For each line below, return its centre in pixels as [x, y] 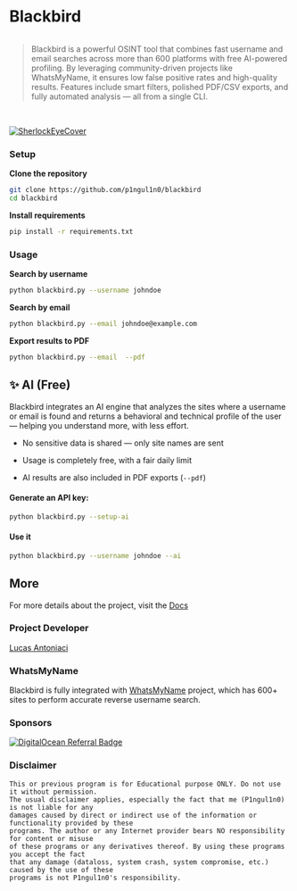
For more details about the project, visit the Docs [99, 605]
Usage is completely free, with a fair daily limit [107, 460]
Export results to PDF [49, 340]
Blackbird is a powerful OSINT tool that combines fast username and [157, 49]
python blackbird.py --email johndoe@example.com [103, 324]
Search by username [49, 274]
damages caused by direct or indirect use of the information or [133, 815]
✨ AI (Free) [40, 385]
